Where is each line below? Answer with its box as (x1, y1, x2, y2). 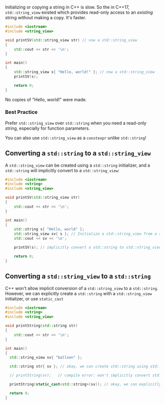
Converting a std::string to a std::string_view (5, 149, 151, 157)
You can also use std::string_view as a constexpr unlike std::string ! (5, 135, 146, 141)
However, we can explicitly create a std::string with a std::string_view (5, 291, 152, 296)
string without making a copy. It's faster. (5, 15, 86, 20)
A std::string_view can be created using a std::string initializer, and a (5, 162, 150, 168)
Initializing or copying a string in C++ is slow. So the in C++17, (5, 4, 130, 10)
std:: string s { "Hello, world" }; (14, 227, 84, 232)
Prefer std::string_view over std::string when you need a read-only (5, 120, 146, 126)
